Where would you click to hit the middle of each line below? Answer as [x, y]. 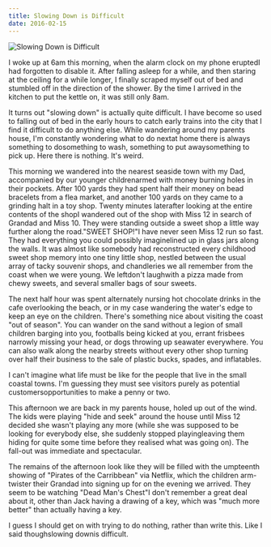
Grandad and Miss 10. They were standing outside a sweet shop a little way [134, 223]
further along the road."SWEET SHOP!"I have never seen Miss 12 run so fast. [136, 231]
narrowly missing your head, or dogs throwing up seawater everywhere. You [136, 342]
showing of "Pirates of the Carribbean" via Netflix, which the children [123, 475]
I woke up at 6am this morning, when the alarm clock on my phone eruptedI [134, 62]
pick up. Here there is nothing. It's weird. [76, 156]
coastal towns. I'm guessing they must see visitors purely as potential [124, 383]
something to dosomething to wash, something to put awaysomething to [129, 147]
